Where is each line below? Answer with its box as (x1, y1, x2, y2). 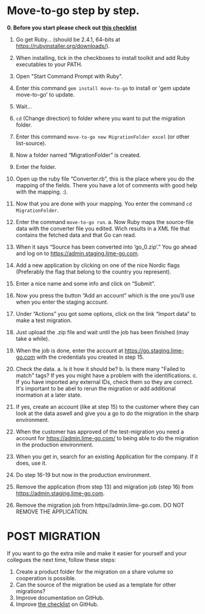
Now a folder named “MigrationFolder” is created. (15, 151, 141, 159)
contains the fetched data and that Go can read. (15, 231, 137, 239)
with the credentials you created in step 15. (36, 353, 145, 361)
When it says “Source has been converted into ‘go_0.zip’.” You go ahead (15, 243, 197, 250)
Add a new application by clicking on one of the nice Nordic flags (15, 261, 180, 269)
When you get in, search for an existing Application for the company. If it (15, 452, 198, 460)
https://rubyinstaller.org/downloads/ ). (15, 42, 110, 50)
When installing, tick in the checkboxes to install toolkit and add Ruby (15, 54, 190, 61)
